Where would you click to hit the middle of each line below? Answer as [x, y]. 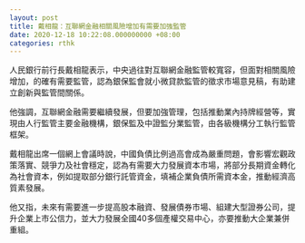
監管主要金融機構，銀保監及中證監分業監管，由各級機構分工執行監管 [168, 123]
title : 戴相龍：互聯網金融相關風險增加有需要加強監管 [98, 26]
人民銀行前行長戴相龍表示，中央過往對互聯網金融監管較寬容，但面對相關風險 [152, 70]
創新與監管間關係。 [53, 92]
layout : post [34, 18]
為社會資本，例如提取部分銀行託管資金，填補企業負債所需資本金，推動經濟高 [152, 177]
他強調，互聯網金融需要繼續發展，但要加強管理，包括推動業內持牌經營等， [148, 112]
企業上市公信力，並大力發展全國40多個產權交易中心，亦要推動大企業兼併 [153, 219]
